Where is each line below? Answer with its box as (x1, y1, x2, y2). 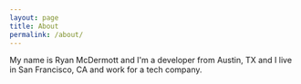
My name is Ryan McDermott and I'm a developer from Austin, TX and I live (9, 55, 293, 66)
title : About (9, 22, 59, 31)
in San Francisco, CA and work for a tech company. (9, 64, 202, 75)
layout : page (9, 13, 59, 23)
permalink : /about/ (9, 30, 84, 39)
